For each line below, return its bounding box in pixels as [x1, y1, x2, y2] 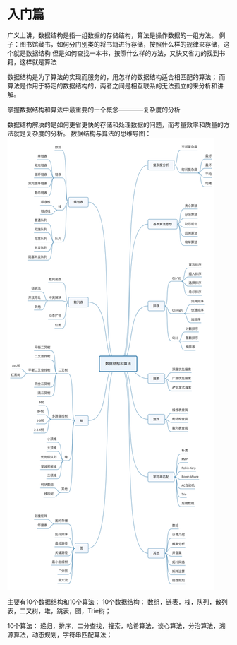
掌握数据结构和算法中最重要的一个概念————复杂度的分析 [7, 105, 181, 114]
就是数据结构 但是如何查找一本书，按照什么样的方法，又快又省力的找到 [13, 49, 219, 57]
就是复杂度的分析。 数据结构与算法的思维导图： [13, 129, 152, 138]
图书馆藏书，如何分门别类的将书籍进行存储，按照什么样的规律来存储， [19, 40, 224, 48]
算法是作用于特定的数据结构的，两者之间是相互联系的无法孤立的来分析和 [7, 81, 217, 90]
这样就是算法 [19, 57, 57, 66]
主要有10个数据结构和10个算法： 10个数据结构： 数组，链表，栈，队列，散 [7, 598, 222, 606]
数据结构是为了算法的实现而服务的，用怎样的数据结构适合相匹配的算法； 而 [7, 72, 226, 81]
